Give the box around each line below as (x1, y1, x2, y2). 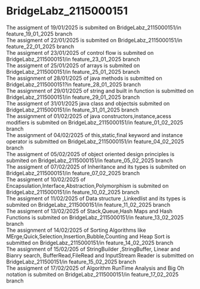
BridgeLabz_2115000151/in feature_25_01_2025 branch (6, 68, 140, 75)
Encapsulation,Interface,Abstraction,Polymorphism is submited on (6, 182, 169, 189)
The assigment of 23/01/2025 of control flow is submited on (6, 49, 154, 56)
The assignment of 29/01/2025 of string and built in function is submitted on (6, 87, 194, 94)
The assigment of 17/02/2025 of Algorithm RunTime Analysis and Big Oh (6, 264, 184, 272)
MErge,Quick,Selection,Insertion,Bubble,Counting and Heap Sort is (6, 232, 170, 240)
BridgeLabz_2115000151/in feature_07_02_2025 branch (6, 169, 140, 176)
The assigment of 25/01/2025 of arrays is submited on (6, 61, 140, 69)
